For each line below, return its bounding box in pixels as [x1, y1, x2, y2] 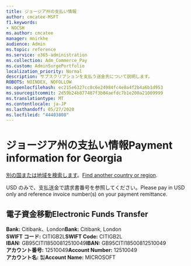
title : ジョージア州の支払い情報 [6, 8, 77, 15]
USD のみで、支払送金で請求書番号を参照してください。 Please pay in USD [6, 184, 185, 191]
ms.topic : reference [6, 47, 57, 53]
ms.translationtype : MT [6, 95, 64, 101]
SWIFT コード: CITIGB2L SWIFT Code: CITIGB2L [6, 233, 123, 240]
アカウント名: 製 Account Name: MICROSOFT [6, 254, 116, 261]
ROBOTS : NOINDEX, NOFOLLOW [6, 80, 72, 85]
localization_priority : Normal [6, 68, 82, 74]
